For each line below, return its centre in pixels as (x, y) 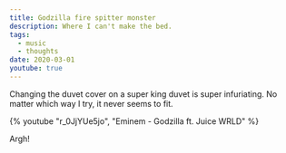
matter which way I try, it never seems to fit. (92, 103)
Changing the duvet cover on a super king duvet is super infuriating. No (143, 94)
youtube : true (36, 69)
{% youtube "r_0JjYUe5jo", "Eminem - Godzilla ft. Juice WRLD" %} (134, 121)
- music (32, 43)
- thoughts (38, 52)
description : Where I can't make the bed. (91, 26)
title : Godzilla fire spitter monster (83, 18)
